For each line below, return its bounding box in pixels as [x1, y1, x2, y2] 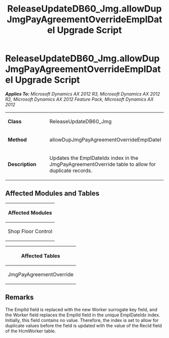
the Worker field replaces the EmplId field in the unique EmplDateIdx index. [5, 312, 160, 318]
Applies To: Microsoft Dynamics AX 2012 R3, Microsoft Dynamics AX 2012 [5, 91, 160, 97]
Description [8, 161, 37, 168]
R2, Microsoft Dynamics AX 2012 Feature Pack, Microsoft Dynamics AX [5, 96, 154, 102]
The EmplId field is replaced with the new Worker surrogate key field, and [5, 306, 157, 312]
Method [8, 136, 27, 143]
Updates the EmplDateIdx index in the [49, 154, 138, 161]
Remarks [5, 293, 34, 302]
